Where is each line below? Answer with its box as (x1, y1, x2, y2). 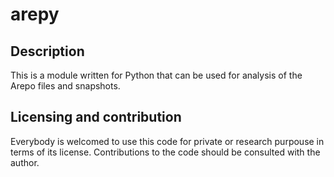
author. (10, 156, 40, 168)
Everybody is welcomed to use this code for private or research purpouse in (10, 135, 325, 147)
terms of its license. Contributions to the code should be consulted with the (10, 146, 321, 158)
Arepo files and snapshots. (10, 80, 121, 92)
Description (10, 43, 85, 60)
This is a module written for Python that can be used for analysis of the (10, 69, 303, 81)
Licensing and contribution (10, 109, 182, 126)
